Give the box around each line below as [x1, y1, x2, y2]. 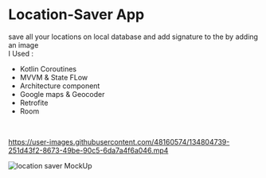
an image [8, 40, 39, 49]
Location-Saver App [8, 6, 145, 24]
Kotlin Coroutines [19, 64, 77, 73]
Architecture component [19, 81, 100, 91]
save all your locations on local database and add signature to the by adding [8, 32, 259, 41]
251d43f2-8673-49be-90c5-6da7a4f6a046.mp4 [8, 145, 169, 155]
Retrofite [19, 98, 49, 107]
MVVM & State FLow [19, 72, 88, 82]
